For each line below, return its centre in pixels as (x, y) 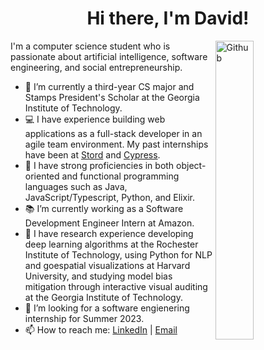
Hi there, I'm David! (168, 18)
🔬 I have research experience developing (109, 233)
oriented (42, 176)
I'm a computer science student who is (90, 46)
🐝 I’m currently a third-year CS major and (109, 86)
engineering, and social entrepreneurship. (96, 67)
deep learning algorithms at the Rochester (111, 244)
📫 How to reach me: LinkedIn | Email (101, 329)
